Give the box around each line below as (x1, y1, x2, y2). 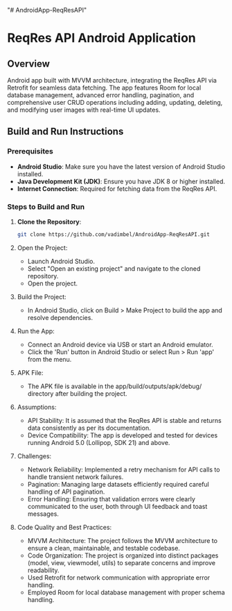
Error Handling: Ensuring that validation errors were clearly (27, 494, 196, 503)
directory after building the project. (27, 389, 127, 398)
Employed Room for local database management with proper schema (27, 588, 225, 596)
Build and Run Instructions (7, 126, 124, 137)
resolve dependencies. (27, 313, 93, 321)
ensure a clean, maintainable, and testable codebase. (27, 544, 180, 552)
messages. (27, 510, 59, 518)
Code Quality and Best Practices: (17, 523, 112, 531)
